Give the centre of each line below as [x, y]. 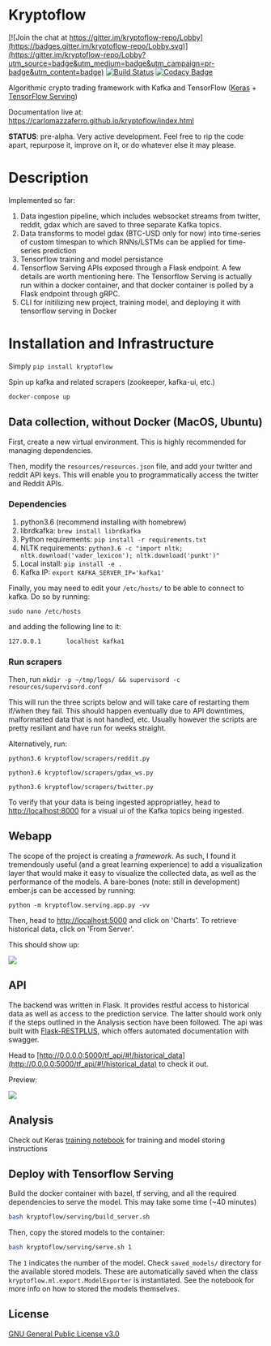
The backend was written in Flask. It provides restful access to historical [129, 1005]
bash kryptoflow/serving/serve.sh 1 [70, 1248]
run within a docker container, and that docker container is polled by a [137, 285]
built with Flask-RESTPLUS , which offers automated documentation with [129, 1031]
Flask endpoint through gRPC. [70, 293]
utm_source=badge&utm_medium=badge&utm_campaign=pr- [112, 63]
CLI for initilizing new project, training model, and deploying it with [130, 302]
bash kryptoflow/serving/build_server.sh [79, 1217]
